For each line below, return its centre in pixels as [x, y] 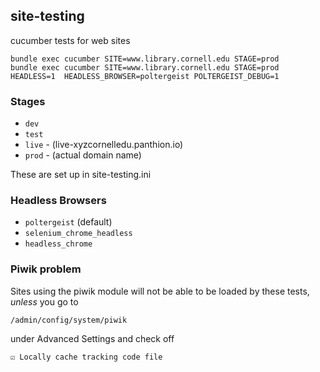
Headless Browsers [58, 201]
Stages [28, 101]
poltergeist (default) [68, 222]
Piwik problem [46, 269]
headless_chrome [58, 244]
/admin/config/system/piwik [69, 320]
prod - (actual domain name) [83, 155]
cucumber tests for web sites [70, 40]
